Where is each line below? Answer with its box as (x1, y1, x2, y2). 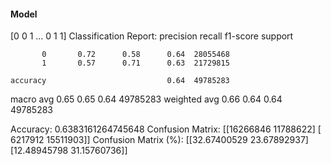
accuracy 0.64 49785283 (10, 76, 230, 86)
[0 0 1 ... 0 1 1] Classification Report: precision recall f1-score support (10, 30, 294, 42)
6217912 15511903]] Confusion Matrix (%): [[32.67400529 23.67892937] (10, 134, 309, 146)
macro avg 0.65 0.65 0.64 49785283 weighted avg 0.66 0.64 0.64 (10, 93, 283, 105)
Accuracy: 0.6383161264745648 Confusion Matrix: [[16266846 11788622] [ (10, 123, 322, 135)
